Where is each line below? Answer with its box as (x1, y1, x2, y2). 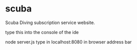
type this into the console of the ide (5, 29, 79, 35)
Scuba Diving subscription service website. (5, 19, 95, 25)
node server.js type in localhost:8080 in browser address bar (5, 38, 132, 45)
